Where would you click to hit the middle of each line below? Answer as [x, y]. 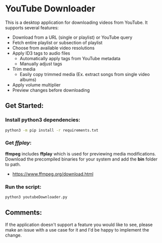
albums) [28, 80]
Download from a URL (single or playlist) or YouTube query [72, 37]
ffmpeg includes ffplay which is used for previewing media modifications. [81, 154]
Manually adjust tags [41, 64]
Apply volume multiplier [36, 84]
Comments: [24, 212]
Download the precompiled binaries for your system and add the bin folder [81, 159]
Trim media [24, 69]
